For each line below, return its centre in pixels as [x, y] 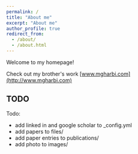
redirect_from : [25, 34]
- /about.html [29, 46]
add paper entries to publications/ [57, 138]
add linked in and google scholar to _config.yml [73, 125]
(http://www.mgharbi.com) [39, 80]
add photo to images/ [41, 144]
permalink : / [22, 12]
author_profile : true [33, 28]
